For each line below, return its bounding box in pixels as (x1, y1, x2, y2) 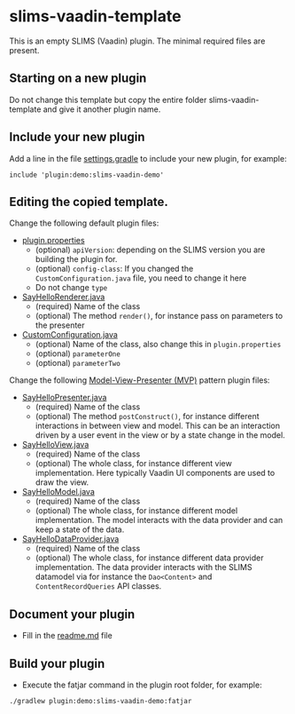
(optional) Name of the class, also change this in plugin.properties (35, 339, 282, 350)
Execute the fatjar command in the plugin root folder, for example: (21, 679, 263, 690)
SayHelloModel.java (21, 487, 96, 497)
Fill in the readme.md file (21, 631, 113, 641)
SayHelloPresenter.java (21, 393, 107, 403)
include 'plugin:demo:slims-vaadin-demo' (9, 171, 165, 179)
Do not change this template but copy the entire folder (9, 94, 207, 105)
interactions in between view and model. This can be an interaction (35, 420, 281, 432)
